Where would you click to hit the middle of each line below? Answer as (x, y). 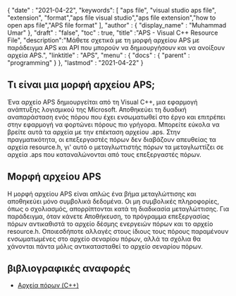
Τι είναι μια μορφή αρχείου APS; (81, 85)
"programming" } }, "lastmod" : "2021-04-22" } (75, 63)
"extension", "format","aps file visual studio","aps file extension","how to (112, 18)
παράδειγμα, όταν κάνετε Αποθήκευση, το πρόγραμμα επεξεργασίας (108, 216)
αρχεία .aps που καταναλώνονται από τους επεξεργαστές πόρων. (105, 154)
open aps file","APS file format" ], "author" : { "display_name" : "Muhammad (117, 25)
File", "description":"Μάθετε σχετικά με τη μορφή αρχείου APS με (104, 40)
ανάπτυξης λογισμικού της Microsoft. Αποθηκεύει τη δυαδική (97, 109)
